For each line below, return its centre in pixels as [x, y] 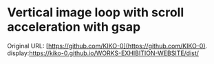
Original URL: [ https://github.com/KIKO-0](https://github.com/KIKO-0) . [107, 46]
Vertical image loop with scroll [96, 13]
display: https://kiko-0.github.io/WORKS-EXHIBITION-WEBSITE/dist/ [103, 53]
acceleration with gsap [74, 27]
